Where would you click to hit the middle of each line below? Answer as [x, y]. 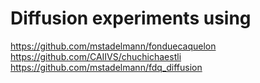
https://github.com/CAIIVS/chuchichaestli [96, 56]
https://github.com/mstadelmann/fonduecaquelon [113, 46]
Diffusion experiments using [131, 18]
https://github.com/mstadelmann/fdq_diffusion [106, 67]
